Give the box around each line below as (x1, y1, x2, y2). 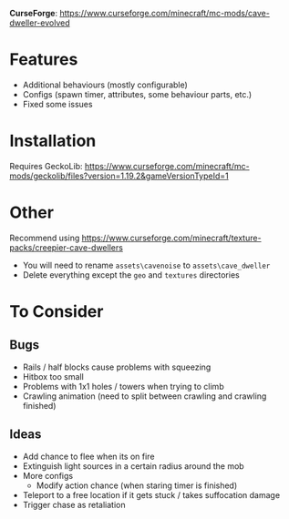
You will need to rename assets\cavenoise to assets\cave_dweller (22, 259, 271, 270)
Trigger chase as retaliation (22, 499, 126, 510)
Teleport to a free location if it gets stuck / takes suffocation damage (22, 489, 281, 500)
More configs (22, 470, 74, 481)
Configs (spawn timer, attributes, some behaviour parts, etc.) (22, 88, 253, 99)
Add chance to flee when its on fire (22, 451, 155, 462)
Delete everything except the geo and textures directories (22, 269, 240, 280)
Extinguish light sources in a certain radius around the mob (22, 460, 244, 472)
